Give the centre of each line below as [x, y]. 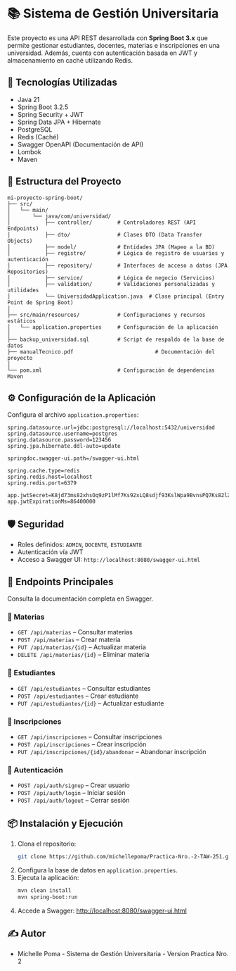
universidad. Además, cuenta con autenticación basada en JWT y [103, 53]
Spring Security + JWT [51, 114]
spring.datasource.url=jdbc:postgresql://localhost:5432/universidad [111, 428]
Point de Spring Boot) [40, 302]
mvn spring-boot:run [47, 897]
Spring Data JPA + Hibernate [59, 122]
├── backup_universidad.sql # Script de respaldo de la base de [116, 339]
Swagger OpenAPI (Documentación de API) [80, 144]
